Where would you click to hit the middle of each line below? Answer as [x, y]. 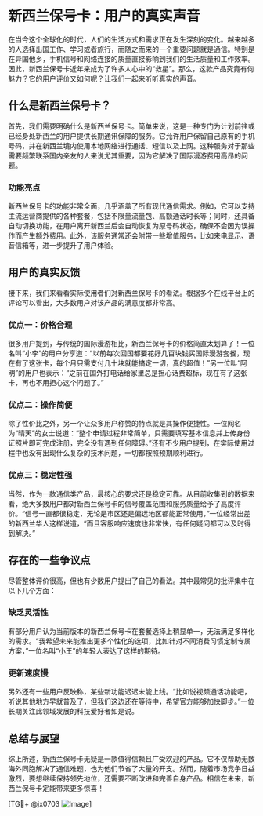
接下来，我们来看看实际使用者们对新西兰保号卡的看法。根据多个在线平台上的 [131, 293]
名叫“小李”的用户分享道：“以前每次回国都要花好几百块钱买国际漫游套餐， [126, 353]
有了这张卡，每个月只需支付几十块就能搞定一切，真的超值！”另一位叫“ [128, 363]
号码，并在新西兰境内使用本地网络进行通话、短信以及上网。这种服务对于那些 [131, 145]
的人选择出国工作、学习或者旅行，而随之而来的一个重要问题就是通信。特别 [128, 49]
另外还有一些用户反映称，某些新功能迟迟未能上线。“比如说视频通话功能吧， [130, 692]
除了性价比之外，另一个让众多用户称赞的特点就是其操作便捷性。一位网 [121, 424]
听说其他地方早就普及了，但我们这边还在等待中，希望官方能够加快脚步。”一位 [131, 701]
